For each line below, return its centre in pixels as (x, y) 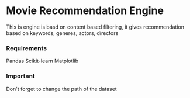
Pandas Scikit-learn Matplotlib (42, 61)
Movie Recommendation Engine (85, 11)
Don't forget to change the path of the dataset (61, 89)
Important (20, 76)
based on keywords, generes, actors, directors (62, 33)
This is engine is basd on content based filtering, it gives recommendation (95, 27)
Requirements (27, 48)
